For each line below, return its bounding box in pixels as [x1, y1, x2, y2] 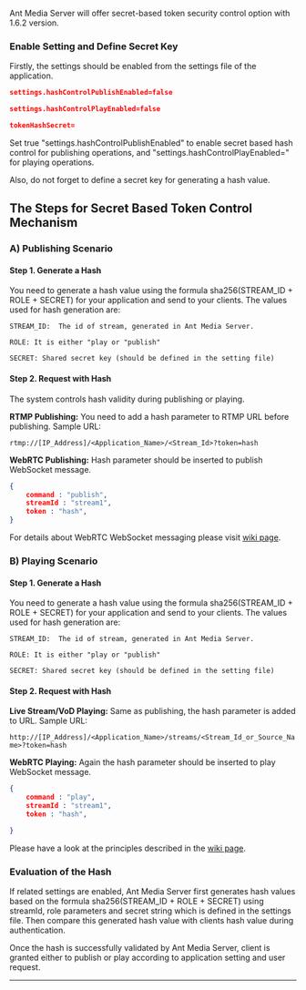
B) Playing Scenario [9, 555, 98, 567]
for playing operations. [9, 157, 95, 168]
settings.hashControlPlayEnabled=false [9, 105, 161, 114]
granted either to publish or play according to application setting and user [9, 952, 286, 964]
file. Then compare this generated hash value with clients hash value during [9, 915, 294, 926]
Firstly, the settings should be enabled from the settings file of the [9, 61, 257, 72]
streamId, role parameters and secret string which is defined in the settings [9, 905, 291, 916]
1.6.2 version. [9, 17, 59, 28]
